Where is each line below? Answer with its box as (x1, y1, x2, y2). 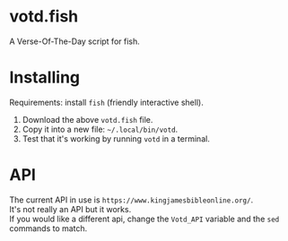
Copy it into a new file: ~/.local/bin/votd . (22, 124, 179, 134)
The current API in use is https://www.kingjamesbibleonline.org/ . (9, 194, 254, 205)
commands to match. (9, 222, 88, 234)
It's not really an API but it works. (9, 203, 132, 214)
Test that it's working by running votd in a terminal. (22, 133, 211, 144)
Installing (9, 67, 81, 88)
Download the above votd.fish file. (22, 114, 153, 125)
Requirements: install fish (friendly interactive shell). (9, 97, 204, 108)
